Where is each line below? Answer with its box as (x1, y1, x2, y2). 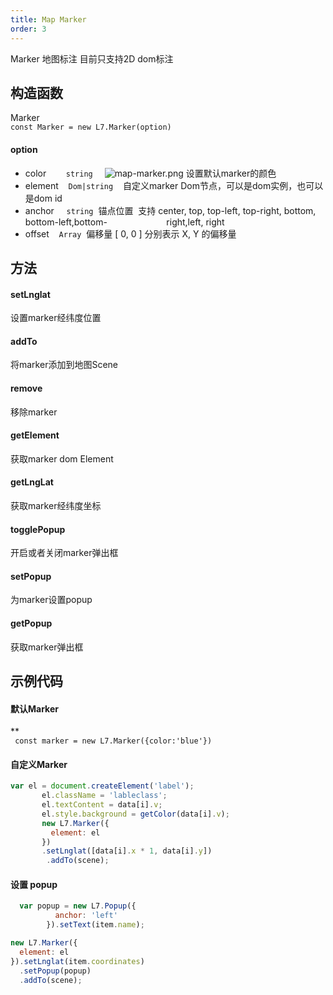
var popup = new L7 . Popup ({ (19, 901, 137, 911)
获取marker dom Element (10, 452, 114, 465)
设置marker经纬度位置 (10, 312, 102, 324)
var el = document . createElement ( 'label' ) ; (10, 781, 195, 791)
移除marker (10, 406, 58, 418)
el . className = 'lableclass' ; (41, 791, 168, 801)
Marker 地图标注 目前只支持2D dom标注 (10, 52, 174, 65)
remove (10, 382, 43, 394)
